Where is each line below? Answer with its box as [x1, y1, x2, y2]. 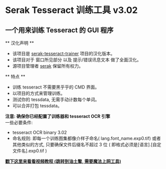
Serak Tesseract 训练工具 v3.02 [5, 4, 138, 16]
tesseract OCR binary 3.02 [12, 130, 67, 135]
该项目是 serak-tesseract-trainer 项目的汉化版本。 [12, 51, 116, 56]
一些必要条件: [5, 120, 33, 125]
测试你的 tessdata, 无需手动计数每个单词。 [12, 96, 100, 102]
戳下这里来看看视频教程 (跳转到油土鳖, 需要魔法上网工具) [5, 159, 121, 164]
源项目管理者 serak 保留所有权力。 [12, 63, 84, 69]
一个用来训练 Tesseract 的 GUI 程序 [5, 26, 114, 34]
